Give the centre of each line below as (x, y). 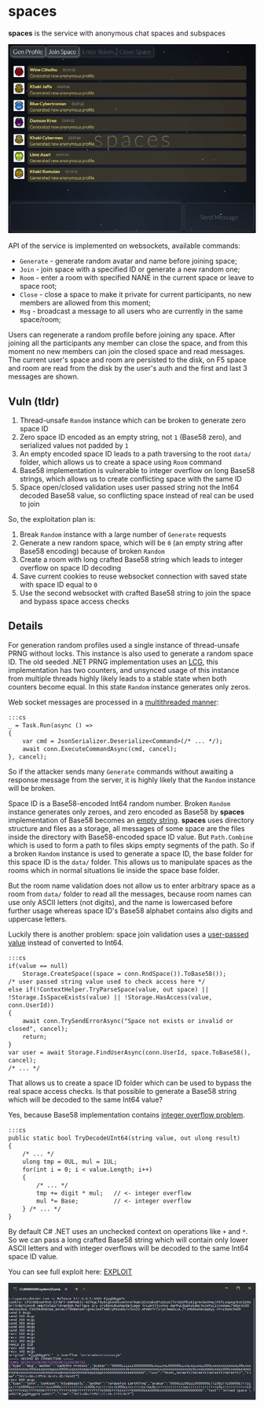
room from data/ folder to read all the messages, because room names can (130, 894)
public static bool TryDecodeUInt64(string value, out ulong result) (125, 1138)
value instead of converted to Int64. (66, 942)
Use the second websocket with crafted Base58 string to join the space (135, 593)
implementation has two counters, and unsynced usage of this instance (124, 670)
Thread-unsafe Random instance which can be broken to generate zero (132, 420)
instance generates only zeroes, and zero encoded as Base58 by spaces (126, 811)
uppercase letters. (38, 918)
